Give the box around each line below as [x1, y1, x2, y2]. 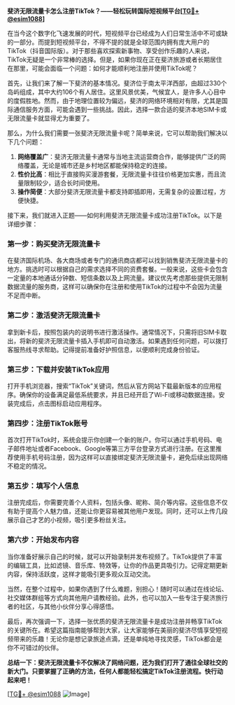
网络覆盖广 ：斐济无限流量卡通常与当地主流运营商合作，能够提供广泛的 [17, 153, 220, 160]
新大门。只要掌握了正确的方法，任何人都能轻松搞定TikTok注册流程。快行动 [7, 666, 224, 675]
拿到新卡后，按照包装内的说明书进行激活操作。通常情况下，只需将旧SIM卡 [7, 328, 221, 336]
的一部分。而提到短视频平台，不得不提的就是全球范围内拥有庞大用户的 [7, 38, 210, 46]
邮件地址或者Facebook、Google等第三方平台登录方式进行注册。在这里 [13, 445, 216, 453]
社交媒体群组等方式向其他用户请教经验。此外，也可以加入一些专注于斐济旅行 [7, 593, 228, 601]
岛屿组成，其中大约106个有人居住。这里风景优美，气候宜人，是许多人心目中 [7, 88, 226, 96]
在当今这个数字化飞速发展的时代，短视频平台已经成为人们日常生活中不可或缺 [7, 29, 228, 37]
